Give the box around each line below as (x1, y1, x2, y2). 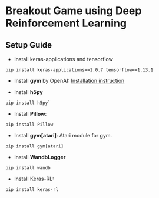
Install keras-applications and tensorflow (14, 56, 113, 62)
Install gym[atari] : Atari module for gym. (14, 132, 112, 139)
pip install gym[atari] (5, 143, 64, 149)
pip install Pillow (5, 122, 54, 127)
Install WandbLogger (14, 154, 66, 160)
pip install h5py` (5, 100, 51, 106)
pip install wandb (5, 165, 51, 171)
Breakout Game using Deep (5, 4, 142, 18)
